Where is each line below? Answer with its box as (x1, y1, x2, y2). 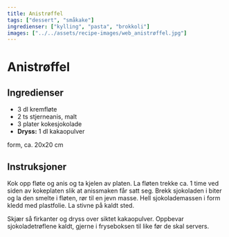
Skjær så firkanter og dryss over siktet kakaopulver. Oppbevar (7, 215, 185, 223)
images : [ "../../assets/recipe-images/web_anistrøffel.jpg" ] (7, 29, 187, 37)
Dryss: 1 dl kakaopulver (17, 128, 85, 136)
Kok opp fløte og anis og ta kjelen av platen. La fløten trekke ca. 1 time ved (7, 179, 219, 188)
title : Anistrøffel (7, 10, 64, 17)
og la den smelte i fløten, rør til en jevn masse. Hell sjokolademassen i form (7, 194, 221, 202)
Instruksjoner (7, 161, 67, 173)
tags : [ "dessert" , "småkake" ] (7, 17, 95, 24)
